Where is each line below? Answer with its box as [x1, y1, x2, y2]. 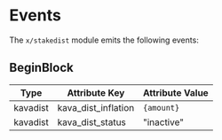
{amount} [142, 103, 180, 113]
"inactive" [142, 116, 185, 128]
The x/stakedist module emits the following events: [9, 35, 200, 45]
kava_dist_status [57, 116, 127, 128]
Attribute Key [67, 86, 125, 98]
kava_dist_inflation [57, 101, 135, 113]
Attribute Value [142, 86, 209, 98]
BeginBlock [9, 60, 74, 75]
